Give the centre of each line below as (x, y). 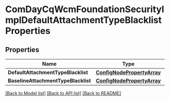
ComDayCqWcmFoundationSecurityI (85, 9)
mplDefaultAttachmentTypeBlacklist (83, 20)
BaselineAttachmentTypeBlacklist (49, 81)
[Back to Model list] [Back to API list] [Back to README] (63, 93)
